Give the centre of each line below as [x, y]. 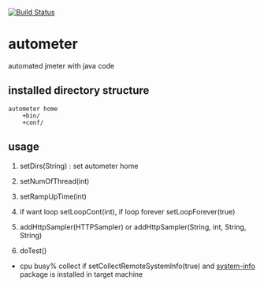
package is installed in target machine [81, 274]
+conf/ [33, 122]
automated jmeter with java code [61, 65]
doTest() [33, 250]
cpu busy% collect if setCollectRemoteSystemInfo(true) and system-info [138, 266]
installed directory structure [79, 91]
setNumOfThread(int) [54, 181]
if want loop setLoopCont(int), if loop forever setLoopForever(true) [127, 211]
